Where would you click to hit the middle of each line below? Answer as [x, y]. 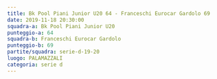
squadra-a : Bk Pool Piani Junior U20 [61, 26]
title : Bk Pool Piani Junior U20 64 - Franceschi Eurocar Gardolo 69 [109, 13]
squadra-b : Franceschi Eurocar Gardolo [64, 39]
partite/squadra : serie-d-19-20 [53, 52]
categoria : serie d [35, 65]
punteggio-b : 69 [30, 45]
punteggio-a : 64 [30, 33]
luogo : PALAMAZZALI [35, 58]
